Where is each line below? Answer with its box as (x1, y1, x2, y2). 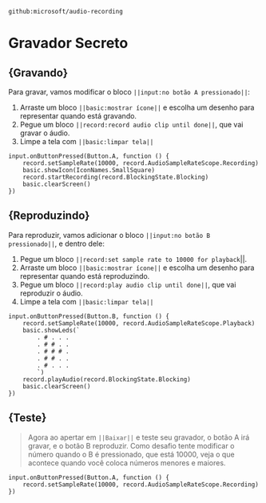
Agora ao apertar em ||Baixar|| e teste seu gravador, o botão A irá (27, 433, 250, 442)
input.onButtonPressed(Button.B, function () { (8, 312, 170, 320)
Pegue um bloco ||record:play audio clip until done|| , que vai (19, 280, 236, 289)
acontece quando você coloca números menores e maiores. (27, 457, 226, 468)
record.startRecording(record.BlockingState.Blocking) (22, 173, 209, 181)
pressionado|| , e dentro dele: (8, 239, 105, 248)
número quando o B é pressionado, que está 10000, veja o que (27, 449, 235, 459)
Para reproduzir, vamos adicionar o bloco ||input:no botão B (8, 230, 210, 239)
